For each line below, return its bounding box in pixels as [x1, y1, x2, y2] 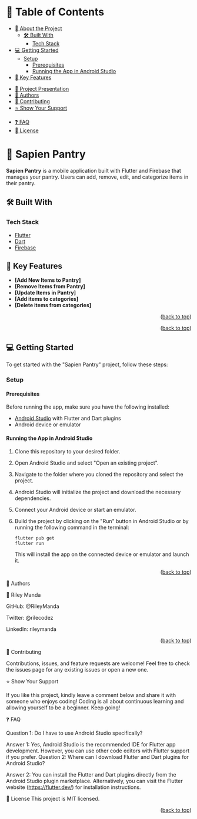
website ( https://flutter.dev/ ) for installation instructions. [6, 784, 141, 791]
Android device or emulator [14, 421, 81, 428]
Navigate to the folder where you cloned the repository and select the [14, 471, 183, 478]
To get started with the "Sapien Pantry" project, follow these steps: [6, 361, 168, 368]
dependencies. [14, 495, 51, 502]
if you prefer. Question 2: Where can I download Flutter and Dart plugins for [6, 753, 189, 760]
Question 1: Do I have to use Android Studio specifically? [6, 729, 143, 736]
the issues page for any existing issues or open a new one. [6, 666, 149, 673]
